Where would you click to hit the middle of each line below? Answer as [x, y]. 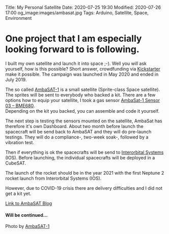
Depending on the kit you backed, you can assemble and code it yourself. [82, 111]
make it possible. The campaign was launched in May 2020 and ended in [82, 74]
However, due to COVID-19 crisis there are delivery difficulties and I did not [84, 188]
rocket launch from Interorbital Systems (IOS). [53, 178]
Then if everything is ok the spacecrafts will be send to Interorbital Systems [84, 152]
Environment [19, 18]
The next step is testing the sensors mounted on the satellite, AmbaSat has [84, 121]
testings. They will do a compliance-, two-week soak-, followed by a [77, 137]
